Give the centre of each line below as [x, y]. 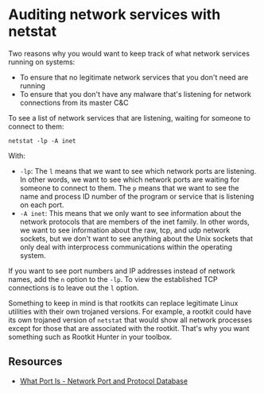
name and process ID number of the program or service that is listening [137, 196]
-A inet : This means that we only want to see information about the [130, 213]
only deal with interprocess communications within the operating [126, 247]
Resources [35, 362]
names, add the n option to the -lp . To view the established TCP [113, 279]
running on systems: [42, 62]
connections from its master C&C [74, 102]
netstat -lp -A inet [43, 141]
